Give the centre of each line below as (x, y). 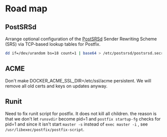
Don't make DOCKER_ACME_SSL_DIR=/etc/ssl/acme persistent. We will (78, 80)
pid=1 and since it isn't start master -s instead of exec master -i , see (77, 124)
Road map (26, 9)
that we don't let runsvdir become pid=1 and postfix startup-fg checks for (83, 119)
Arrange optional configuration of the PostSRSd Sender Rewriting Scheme (81, 39)
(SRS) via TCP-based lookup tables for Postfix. (53, 44)
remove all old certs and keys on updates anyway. (56, 86)
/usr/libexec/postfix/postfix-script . (45, 129)
